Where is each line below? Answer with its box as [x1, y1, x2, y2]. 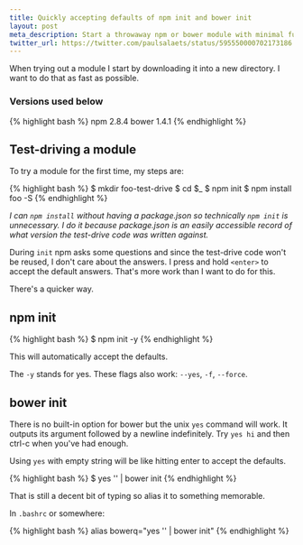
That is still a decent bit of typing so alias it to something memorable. [9, 490, 266, 501]
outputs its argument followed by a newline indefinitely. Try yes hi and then [9, 428, 290, 439]
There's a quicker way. [9, 283, 95, 294]
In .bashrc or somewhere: [9, 507, 106, 519]
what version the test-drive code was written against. [9, 229, 209, 240]
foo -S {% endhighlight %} [9, 193, 108, 204]
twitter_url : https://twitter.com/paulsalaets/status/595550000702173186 [9, 38, 293, 48]
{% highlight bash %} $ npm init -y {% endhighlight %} [9, 334, 214, 345]
